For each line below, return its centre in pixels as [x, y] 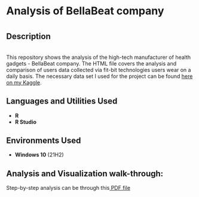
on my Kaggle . [24, 82]
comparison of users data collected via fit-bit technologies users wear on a [99, 70]
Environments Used [44, 140]
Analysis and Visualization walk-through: [85, 173]
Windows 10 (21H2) [39, 155]
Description [28, 37]
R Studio [26, 122]
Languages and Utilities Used [62, 101]
